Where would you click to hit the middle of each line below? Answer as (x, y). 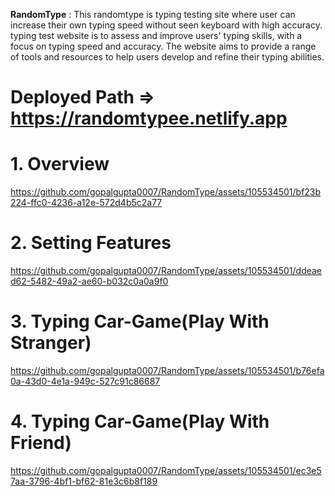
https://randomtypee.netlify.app (149, 118)
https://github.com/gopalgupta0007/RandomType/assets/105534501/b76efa (167, 370)
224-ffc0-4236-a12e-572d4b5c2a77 (86, 203)
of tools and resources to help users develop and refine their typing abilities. (167, 57)
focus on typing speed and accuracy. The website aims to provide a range (163, 46)
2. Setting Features (91, 243)
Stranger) (51, 343)
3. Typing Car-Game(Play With (140, 321)
